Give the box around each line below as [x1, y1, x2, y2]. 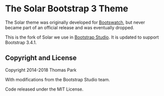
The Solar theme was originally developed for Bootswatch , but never [5, 19, 145, 25]
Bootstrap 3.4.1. [5, 39, 37, 45]
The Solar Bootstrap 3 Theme [5, 3, 128, 14]
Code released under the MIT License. [5, 86, 84, 92]
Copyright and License [5, 54, 77, 62]
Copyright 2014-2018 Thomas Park [5, 67, 77, 73]
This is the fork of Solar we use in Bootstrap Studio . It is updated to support [5, 34, 159, 40]
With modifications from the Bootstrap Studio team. [5, 76, 110, 82]
